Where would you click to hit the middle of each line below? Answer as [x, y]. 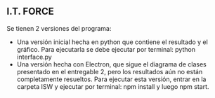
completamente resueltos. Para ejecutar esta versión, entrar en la [111, 79]
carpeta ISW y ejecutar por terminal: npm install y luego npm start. [113, 86]
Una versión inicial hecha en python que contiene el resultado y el [112, 42]
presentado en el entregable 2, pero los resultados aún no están [110, 71]
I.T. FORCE [30, 12]
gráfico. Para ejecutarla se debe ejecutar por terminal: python [106, 49]
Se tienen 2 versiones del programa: [59, 28]
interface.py [34, 57]
